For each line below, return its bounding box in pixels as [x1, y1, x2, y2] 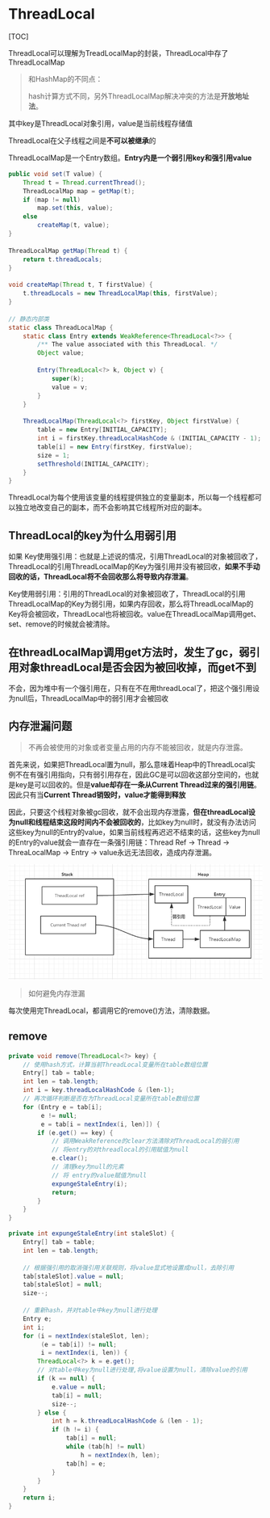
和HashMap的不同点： [27, 74, 103, 83]
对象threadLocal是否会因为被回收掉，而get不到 [19, 660, 256, 674]
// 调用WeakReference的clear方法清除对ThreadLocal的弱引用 [51, 1137, 239, 1145]
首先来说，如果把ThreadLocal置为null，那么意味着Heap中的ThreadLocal [8, 759, 249, 769]
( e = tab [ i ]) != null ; [40, 1340, 117, 1348]
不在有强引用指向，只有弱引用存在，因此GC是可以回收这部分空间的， [15, 770, 245, 779]
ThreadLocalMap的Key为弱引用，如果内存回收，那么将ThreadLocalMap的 [8, 599, 254, 609]
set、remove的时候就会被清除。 [8, 619, 114, 629]
